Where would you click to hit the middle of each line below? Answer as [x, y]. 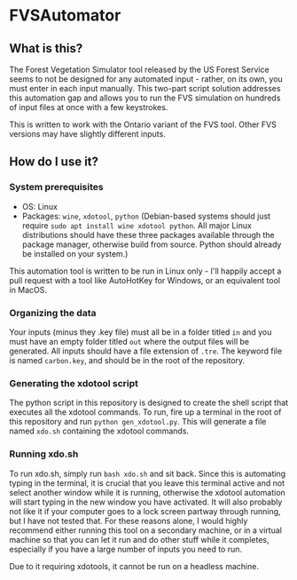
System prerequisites [56, 187]
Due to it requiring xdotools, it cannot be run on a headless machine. [134, 566]
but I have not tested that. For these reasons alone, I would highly [129, 520]
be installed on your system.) [75, 253]
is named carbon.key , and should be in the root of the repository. [127, 360]
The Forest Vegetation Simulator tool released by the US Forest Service [139, 69]
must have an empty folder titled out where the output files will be [129, 341]
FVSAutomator [65, 16]
